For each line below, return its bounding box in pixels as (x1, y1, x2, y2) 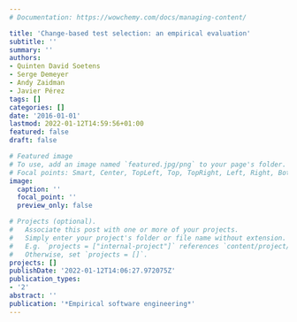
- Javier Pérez (9, 86, 65, 96)
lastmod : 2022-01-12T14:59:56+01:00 (9, 119, 144, 128)
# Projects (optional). (9, 218, 97, 226)
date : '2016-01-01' (9, 111, 81, 120)
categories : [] (9, 103, 65, 111)
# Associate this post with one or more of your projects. (9, 226, 240, 234)
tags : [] (9, 95, 42, 103)
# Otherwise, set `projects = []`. (9, 249, 148, 259)
